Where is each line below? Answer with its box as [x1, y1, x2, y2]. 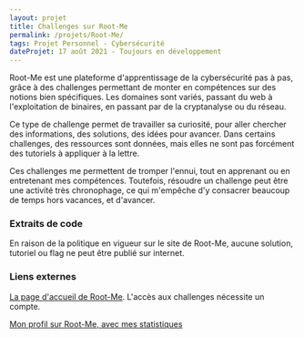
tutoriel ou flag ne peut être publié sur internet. [9, 248, 185, 259]
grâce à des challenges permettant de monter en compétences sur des [9, 82, 277, 93]
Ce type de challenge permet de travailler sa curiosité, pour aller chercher [9, 119, 287, 130]
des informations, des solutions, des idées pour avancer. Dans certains [9, 128, 276, 139]
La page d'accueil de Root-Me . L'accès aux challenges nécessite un [9, 291, 265, 302]
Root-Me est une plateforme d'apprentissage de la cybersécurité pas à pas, [9, 72, 294, 83]
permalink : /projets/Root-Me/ [9, 30, 125, 39]
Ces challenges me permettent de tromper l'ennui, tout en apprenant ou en [9, 166, 290, 177]
